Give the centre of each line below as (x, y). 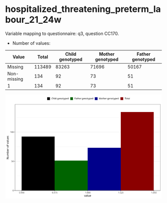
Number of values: (31, 43)
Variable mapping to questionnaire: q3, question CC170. (62, 33)
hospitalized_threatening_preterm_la (83, 9)
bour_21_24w (33, 20)
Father (143, 54)
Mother (107, 54)
